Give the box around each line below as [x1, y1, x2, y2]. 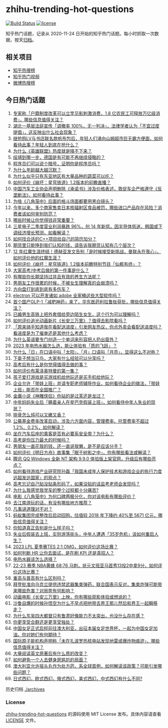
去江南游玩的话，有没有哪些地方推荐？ [12, 499, 92, 505]
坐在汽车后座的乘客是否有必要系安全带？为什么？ [12, 431, 114, 437]
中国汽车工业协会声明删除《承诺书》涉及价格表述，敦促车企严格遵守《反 [12, 185, 162, 191]
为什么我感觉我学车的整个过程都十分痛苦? [12, 487, 99, 493]
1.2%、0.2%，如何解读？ [12, 424, 65, 430]
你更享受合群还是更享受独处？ [12, 619, 74, 625]
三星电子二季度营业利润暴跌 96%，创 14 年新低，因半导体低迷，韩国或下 [12, 223, 163, 229]
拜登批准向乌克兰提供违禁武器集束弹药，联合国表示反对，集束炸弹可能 [12, 581, 158, 587]
